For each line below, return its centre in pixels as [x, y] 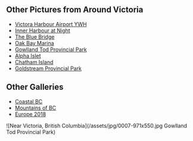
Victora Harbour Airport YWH [51, 24]
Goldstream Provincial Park [48, 68]
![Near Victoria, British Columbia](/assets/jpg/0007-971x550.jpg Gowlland [97, 126]
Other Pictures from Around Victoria [75, 10]
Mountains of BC [35, 108]
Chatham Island [34, 62]
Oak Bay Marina [35, 43]
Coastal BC [29, 101]
